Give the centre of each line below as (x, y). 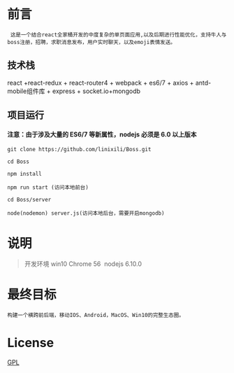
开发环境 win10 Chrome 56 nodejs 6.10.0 (83, 264)
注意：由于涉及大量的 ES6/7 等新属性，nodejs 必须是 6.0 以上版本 (102, 134)
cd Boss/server (29, 200)
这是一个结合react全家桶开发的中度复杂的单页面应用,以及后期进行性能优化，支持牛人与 (118, 35)
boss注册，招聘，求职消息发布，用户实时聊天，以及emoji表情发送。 (92, 42)
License (31, 343)
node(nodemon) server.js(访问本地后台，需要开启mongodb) (86, 213)
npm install (24, 174)
